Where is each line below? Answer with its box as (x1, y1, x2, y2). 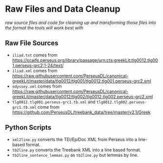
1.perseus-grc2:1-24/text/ (12, 62, 64, 68)
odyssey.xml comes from (12, 83, 62, 89)
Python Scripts (5, 123, 52, 132)
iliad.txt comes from (12, 52, 58, 58)
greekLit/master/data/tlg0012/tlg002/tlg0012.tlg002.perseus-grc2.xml (12, 93, 153, 99)
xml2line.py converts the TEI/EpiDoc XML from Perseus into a (12, 136, 138, 142)
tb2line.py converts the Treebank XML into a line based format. (12, 147, 142, 153)
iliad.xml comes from (12, 68, 58, 73)
